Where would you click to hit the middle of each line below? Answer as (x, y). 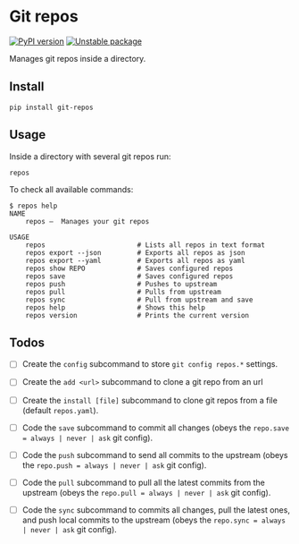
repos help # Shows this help (115, 307)
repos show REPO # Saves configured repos (129, 268)
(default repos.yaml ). (60, 410)
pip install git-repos (51, 107)
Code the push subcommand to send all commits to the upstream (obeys (155, 455)
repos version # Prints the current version (137, 315)
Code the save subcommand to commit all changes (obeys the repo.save (156, 428)
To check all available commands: (71, 189)
